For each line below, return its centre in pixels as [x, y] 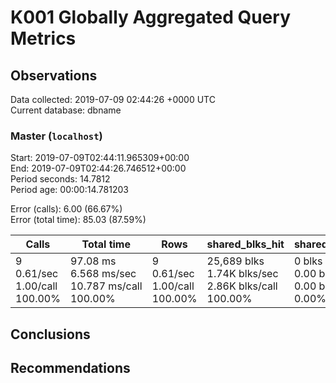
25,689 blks [235, 261]
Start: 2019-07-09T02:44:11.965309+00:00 [100, 158]
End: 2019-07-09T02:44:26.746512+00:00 [98, 168]
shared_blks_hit [245, 244]
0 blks [308, 261]
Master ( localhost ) [56, 136]
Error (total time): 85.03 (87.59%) [78, 220]
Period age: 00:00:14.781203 [69, 190]
